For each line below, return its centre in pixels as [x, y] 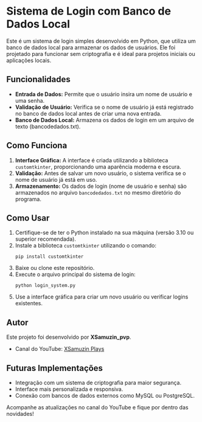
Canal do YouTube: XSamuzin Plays [60, 349]
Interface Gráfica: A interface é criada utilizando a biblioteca [92, 160]
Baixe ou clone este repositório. [55, 268]
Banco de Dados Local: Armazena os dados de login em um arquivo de [105, 120]
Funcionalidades [39, 79]
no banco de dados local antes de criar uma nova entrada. [88, 113]
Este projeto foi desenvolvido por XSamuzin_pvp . [69, 337]
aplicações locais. [29, 60]
